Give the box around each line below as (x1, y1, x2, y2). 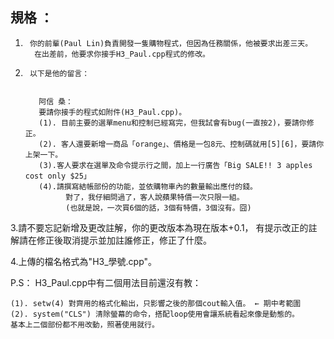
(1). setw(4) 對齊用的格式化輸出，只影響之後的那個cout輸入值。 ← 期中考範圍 (10, 298, 302, 308)
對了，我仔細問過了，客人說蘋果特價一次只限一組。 (65, 192, 245, 202)
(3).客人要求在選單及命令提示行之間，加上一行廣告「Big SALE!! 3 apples (38, 160, 313, 170)
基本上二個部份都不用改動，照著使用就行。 (10, 319, 160, 330)
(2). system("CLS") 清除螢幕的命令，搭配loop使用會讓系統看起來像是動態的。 (10, 309, 300, 319)
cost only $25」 (24, 171, 92, 181)
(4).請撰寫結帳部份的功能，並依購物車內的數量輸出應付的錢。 (38, 181, 258, 192)
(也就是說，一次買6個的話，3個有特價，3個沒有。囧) (65, 203, 252, 213)
